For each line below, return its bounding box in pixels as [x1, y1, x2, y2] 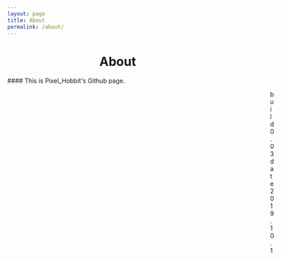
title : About [7, 17, 46, 24]
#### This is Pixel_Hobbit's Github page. [7, 76, 125, 85]
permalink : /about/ [7, 23, 64, 30]
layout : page [7, 10, 46, 18]
